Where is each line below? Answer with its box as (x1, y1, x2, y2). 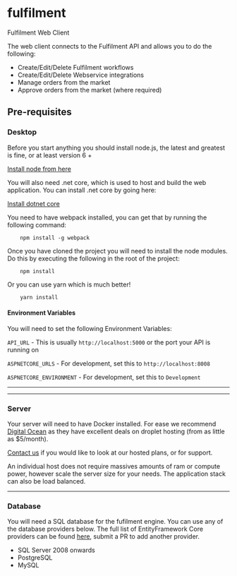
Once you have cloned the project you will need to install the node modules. (7, 246, 228, 255)
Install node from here (7, 164, 72, 173)
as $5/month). (7, 435, 49, 443)
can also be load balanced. (7, 477, 86, 486)
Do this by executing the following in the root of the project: (7, 254, 180, 263)
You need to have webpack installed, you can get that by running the (7, 213, 207, 222)
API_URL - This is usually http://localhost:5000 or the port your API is (7, 337, 211, 347)
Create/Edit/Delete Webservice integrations (17, 71, 145, 79)
